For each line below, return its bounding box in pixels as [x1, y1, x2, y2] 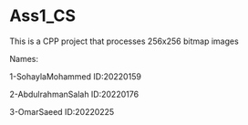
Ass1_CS [9, 5, 76, 26]
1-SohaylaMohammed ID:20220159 [9, 70, 141, 82]
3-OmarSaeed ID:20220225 [9, 106, 115, 117]
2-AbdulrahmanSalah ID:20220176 [9, 89, 139, 99]
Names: [9, 53, 39, 64]
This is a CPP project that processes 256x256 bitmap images [9, 36, 239, 47]
